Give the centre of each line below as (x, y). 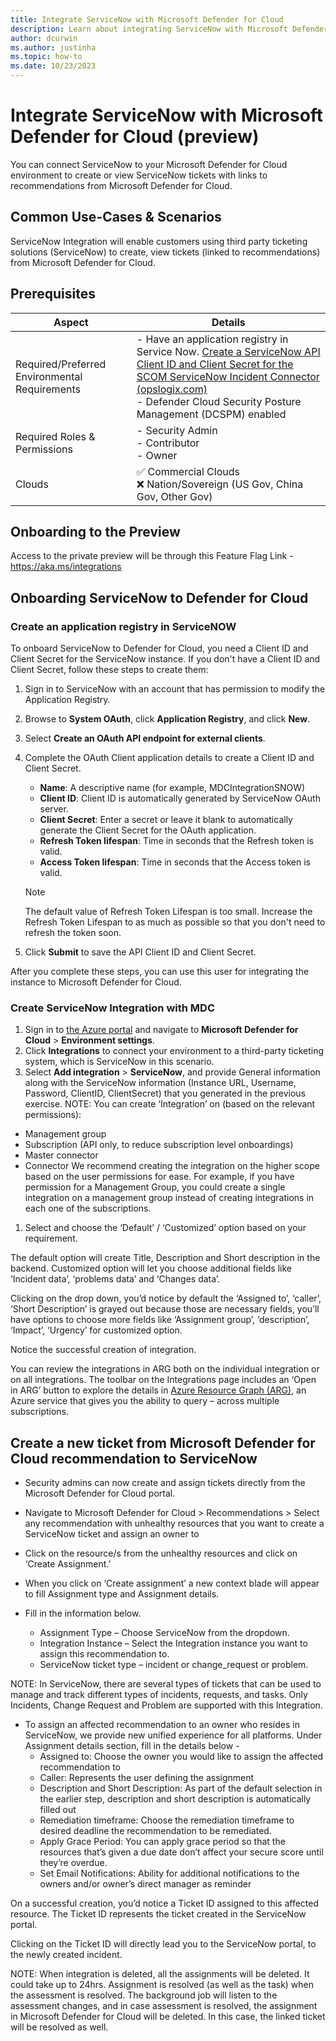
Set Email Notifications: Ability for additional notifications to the (169, 1873)
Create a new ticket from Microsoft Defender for (163, 1442)
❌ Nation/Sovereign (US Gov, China (220, 484)
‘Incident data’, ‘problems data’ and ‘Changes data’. (115, 1279)
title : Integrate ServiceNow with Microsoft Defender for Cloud (147, 19)
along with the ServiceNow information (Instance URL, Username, (160, 1083)
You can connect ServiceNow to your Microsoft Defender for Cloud (149, 164)
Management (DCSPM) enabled (211, 414)
